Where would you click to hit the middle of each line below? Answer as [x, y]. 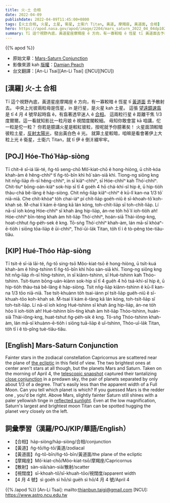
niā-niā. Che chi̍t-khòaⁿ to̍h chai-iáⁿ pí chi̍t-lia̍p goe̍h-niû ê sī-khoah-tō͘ [79, 198]
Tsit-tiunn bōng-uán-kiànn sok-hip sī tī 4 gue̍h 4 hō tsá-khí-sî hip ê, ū [93, 281]
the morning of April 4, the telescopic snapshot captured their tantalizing [81, 374]
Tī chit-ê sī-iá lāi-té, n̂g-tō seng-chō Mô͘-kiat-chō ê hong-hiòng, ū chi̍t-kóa [83, 169]
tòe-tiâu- [155, 229]
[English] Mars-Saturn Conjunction [62, 345]
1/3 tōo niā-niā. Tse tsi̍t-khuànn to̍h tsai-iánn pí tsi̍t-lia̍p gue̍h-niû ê [81, 293]
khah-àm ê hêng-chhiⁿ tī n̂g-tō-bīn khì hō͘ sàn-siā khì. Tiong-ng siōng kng [82, 175]
